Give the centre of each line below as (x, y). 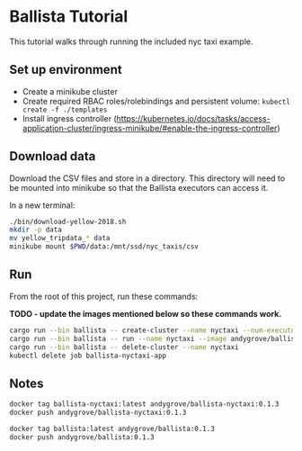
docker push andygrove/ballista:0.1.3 (82, 437)
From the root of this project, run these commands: (104, 296)
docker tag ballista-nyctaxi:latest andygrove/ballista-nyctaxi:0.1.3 (144, 404)
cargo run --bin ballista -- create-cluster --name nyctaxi (124, 330)
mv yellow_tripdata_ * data (60, 239)
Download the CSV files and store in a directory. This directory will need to (147, 178)
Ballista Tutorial (69, 17)
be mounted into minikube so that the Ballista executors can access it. (139, 187)
